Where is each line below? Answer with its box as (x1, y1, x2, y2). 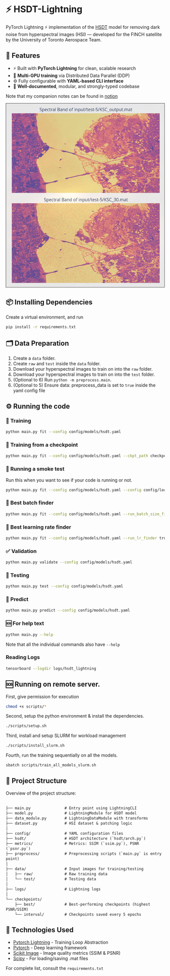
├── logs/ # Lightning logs (6, 886, 101, 891)
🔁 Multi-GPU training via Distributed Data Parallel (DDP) (13, 72, 130, 79)
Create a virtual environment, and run (6, 314, 84, 320)
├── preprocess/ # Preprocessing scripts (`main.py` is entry (6, 851, 162, 856)
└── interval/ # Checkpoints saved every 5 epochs (15, 912, 142, 917)
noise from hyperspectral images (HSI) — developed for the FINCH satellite (6, 31, 162, 37)
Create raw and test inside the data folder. (13, 360, 101, 367)
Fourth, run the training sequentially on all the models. (6, 752, 118, 758)
